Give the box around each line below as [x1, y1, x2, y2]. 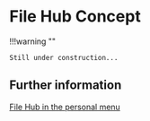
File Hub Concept [9, 6, 141, 27]
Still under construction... [9, 53, 119, 62]
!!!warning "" [9, 36, 57, 47]
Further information [9, 78, 122, 93]
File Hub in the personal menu [9, 101, 121, 112]
